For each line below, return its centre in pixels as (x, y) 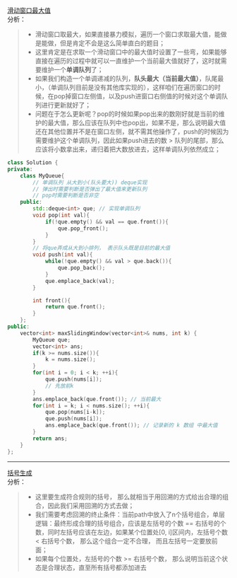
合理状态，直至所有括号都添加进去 (97, 567)
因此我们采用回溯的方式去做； (91, 505)
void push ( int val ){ (63, 255)
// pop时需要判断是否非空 (66, 196)
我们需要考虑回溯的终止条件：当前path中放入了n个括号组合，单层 (130, 514)
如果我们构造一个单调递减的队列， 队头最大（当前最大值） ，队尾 (126, 79)
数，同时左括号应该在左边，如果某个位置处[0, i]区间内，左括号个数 (131, 532)
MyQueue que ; (52, 340)
